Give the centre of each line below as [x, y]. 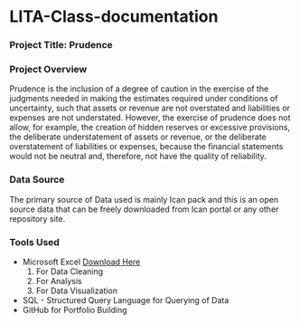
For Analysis [59, 281]
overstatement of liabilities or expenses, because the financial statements [146, 147]
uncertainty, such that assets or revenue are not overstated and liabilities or [150, 108]
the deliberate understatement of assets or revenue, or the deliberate [138, 137]
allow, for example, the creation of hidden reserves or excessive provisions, [150, 128]
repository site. [37, 218]
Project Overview [48, 70]
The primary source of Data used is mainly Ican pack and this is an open [144, 199]
